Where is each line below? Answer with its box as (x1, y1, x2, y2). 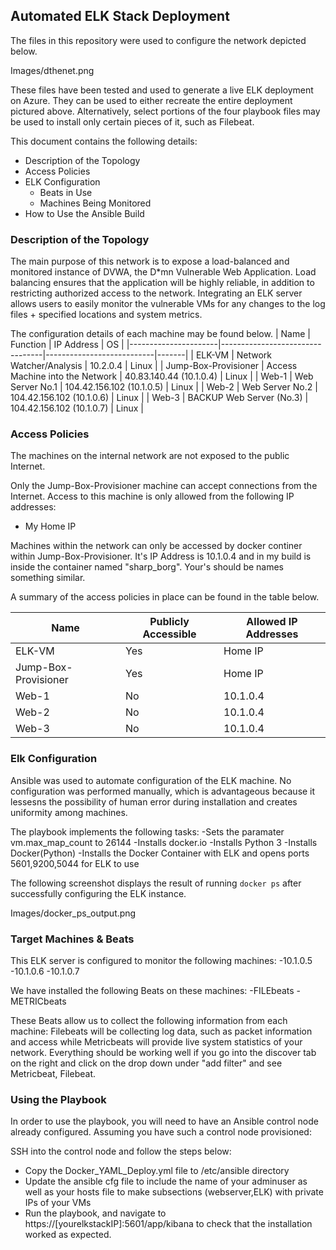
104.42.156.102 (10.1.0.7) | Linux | (10, 402, 145, 414)
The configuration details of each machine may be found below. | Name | (10, 328, 311, 340)
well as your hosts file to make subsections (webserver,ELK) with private (24, 1186, 324, 1198)
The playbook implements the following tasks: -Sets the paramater (10, 825, 285, 838)
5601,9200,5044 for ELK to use (10, 857, 140, 869)
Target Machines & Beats (10, 932, 135, 946)
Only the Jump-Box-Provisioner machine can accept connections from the (10, 480, 318, 492)
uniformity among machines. (10, 806, 128, 818)
